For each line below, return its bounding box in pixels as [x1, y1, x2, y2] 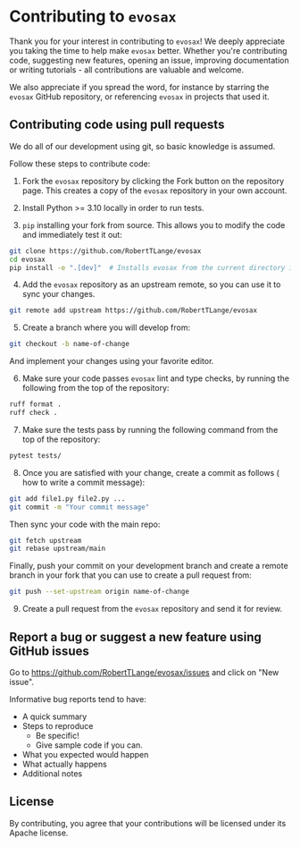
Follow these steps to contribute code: [9, 158, 151, 169]
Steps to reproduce [21, 720, 94, 731]
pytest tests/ [9, 451, 62, 460]
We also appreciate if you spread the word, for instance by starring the [9, 81, 270, 92]
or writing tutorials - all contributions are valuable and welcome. [9, 64, 245, 75]
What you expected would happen [21, 749, 149, 759]
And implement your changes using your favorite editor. [9, 356, 214, 367]
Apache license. [9, 827, 69, 838]
